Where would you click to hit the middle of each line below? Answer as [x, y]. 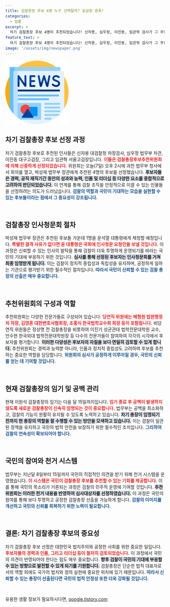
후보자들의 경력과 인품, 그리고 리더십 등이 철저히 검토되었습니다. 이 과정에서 [79, 553]
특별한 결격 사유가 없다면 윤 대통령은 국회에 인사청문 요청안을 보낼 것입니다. [85, 245]
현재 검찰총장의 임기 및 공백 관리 [52, 389]
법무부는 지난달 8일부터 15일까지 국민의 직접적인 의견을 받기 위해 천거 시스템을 [82, 474]
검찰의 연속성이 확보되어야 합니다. [38, 434]
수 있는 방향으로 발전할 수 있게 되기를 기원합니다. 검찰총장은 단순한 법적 [75, 566]
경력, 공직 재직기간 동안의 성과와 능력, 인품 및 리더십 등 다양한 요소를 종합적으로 [87, 178]
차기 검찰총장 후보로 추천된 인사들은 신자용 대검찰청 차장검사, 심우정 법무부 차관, [84, 153]
